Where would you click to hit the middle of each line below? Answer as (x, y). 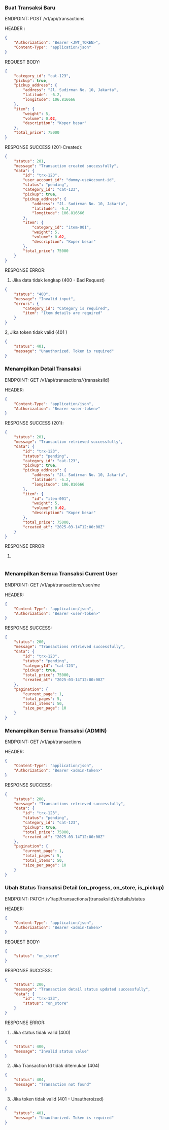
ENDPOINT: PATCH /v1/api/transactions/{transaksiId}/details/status (75, 899)
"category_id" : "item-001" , (62, 228)
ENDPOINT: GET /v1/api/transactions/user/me (53, 585)
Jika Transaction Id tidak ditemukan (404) (56, 1066)
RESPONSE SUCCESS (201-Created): (44, 147)
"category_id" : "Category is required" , (66, 308)
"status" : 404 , (30, 1080)
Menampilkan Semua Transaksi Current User (61, 574)
